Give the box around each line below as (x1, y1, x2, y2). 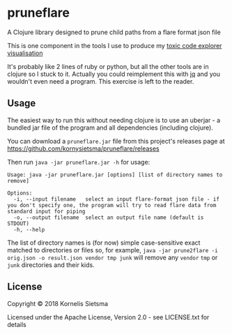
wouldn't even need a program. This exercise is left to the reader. (7, 77, 194, 85)
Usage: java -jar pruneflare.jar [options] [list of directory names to (7, 171, 223, 179)
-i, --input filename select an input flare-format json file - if (13, 195, 219, 203)
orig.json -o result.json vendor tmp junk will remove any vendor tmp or (7, 253, 218, 261)
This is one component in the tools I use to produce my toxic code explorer (7, 41, 222, 50)
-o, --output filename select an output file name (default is (13, 214, 204, 221)
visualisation (7, 49, 43, 57)
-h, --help (13, 226, 45, 233)
